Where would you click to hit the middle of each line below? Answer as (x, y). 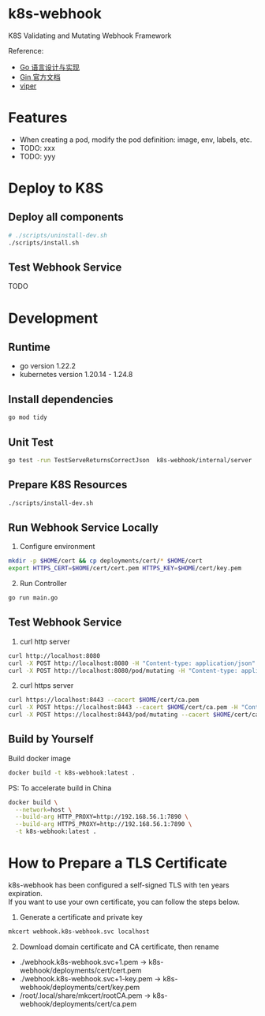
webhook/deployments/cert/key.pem (80, 987)
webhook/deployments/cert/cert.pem (80, 970)
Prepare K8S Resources (68, 485)
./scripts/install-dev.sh (50, 503)
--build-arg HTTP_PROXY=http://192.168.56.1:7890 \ (102, 817)
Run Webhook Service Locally (84, 527)
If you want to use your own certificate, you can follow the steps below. (124, 902)
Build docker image (39, 758)
